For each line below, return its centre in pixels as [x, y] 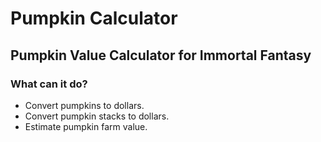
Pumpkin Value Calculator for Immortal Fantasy [161, 55]
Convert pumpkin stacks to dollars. [97, 116]
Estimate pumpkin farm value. [86, 126]
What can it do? [49, 84]
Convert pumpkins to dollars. [84, 105]
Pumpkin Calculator [94, 18]
